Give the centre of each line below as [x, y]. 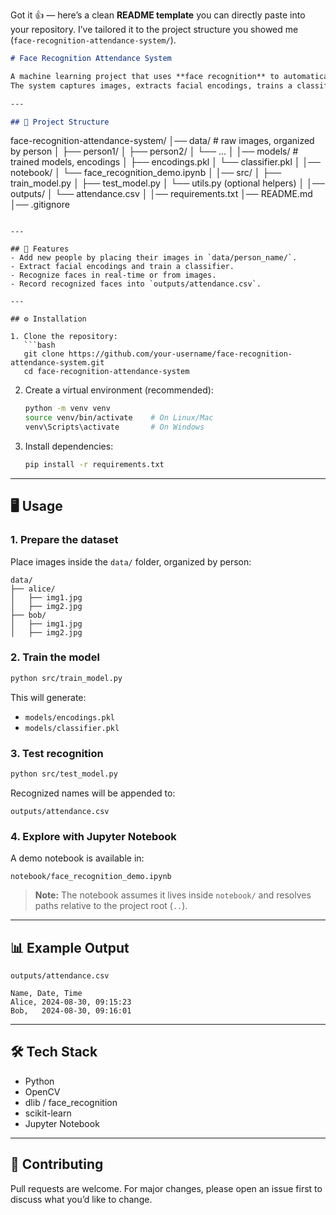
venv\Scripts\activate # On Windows [114, 427]
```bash [39, 345]
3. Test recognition [57, 753]
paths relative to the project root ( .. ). [111, 906]
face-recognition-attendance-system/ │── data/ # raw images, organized [162, 141]
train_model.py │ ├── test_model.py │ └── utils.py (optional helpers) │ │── [167, 183]
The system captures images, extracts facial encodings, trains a [151, 85]
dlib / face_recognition [71, 1102]
